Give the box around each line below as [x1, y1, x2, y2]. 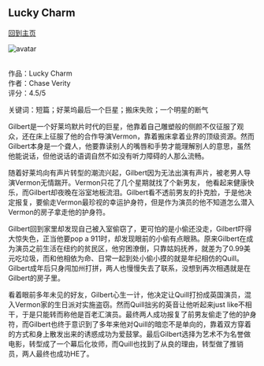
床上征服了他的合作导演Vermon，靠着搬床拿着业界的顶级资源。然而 [35, 131, 255, 141]
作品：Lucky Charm [8, 68, 73, 78]
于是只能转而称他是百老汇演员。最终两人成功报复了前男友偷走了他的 [21, 309, 243, 319]
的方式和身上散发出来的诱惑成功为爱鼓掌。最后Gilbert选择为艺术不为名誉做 [8, 329, 251, 338]
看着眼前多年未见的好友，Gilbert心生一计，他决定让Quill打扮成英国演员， [8, 290, 245, 299]
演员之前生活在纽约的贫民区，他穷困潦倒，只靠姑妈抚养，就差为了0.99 [14, 243, 244, 253]
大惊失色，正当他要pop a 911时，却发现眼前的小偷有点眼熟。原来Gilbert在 [8, 234, 247, 243]
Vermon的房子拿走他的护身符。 [8, 207, 110, 216]
